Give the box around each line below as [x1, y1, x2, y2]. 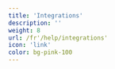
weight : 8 [8, 26, 41, 34]
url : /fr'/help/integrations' [8, 33, 109, 42]
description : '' [8, 19, 62, 27]
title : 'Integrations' [8, 11, 83, 20]
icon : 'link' [8, 41, 52, 49]
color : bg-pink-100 [8, 48, 73, 56]
